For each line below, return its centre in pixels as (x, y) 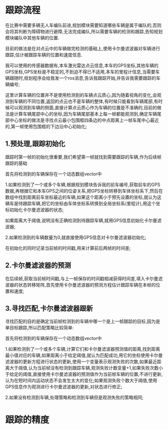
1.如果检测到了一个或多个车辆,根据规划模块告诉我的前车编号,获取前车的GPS (83, 185)
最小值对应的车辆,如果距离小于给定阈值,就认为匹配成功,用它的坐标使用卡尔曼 (84, 356)
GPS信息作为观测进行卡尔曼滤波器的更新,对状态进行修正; (64, 387)
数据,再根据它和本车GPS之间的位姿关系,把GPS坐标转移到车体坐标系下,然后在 (84, 191)
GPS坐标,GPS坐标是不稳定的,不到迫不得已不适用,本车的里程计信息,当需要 (80, 71)
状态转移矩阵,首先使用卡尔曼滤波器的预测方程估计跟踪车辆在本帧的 (87, 285)
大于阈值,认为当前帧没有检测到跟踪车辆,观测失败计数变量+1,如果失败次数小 (86, 368)
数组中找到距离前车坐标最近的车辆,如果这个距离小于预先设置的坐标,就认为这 (83, 197)
